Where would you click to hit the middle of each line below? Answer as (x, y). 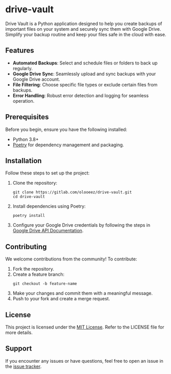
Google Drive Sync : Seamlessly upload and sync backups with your (84, 74)
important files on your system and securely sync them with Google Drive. (83, 29)
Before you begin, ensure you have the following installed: (66, 129)
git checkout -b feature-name (45, 284)
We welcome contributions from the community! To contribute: (71, 259)
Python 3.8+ (26, 139)
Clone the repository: (35, 183)
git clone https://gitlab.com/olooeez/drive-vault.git (72, 192)
